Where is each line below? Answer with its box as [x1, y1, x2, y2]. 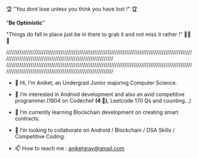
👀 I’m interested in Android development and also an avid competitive [14, 91, 185, 98]
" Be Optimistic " [6, 19, 46, 26]
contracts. [14, 115, 40, 122]
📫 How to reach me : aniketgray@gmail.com [14, 145, 125, 151]
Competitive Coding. [14, 133, 65, 140]
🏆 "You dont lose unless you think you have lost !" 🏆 [6, 5, 138, 13]
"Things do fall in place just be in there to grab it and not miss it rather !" [6, 31, 183, 38]
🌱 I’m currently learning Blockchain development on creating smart [14, 109, 178, 116]
